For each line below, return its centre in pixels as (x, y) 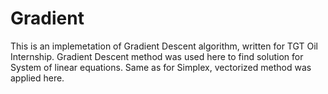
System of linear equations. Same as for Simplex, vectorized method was (161, 67)
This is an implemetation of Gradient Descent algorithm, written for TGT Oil (164, 46)
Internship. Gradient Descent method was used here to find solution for (157, 56)
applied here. (37, 78)
